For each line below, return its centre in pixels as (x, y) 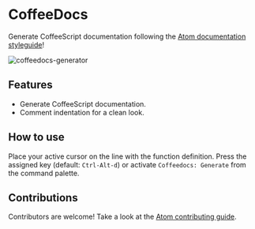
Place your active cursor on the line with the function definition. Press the (127, 156)
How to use (36, 137)
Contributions (43, 198)
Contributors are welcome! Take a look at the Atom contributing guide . (122, 217)
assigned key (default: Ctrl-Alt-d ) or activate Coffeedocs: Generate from (127, 164)
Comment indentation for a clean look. (82, 112)
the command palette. (44, 173)
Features (30, 85)
